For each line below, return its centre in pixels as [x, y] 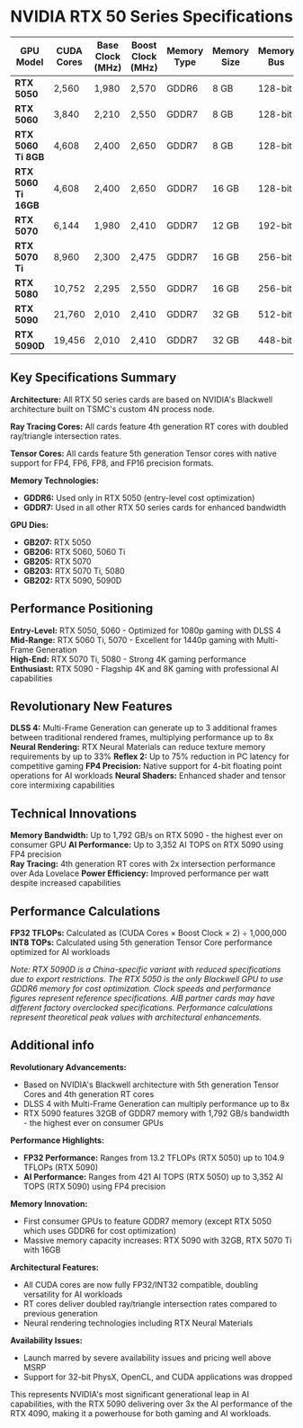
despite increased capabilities [66, 883]
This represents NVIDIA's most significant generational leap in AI [130, 1394]
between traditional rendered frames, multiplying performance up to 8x [142, 737]
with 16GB [42, 1249]
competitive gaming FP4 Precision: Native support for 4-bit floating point [146, 766]
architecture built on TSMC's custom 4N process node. [112, 409]
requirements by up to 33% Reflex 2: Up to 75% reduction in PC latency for [150, 756]
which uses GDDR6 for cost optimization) [100, 1230]
